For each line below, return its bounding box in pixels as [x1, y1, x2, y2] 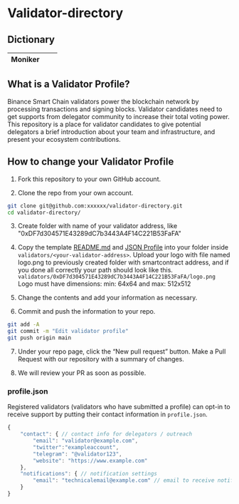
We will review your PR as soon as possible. [17, 369, 147, 377]
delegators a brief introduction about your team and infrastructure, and [7, 127, 216, 136]
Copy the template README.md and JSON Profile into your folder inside [17, 243, 229, 252]
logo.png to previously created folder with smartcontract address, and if [17, 258, 229, 267]
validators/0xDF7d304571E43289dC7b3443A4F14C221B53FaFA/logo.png [17, 273, 216, 281]
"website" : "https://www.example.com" [33, 457, 148, 464]
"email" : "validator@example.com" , [33, 437, 139, 445]
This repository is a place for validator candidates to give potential [7, 120, 201, 128]
